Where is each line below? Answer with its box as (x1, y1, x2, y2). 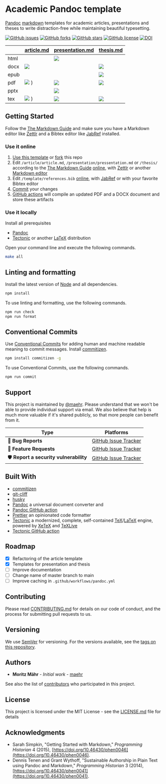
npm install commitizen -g (5, 356, 61, 361)
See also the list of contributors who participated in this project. (5, 681, 136, 687)
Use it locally (5, 209, 37, 215)
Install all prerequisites (5, 220, 51, 226)
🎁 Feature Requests (7, 445, 55, 452)
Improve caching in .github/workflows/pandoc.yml (12, 577, 115, 584)
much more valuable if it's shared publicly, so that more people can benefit (5, 412, 159, 418)
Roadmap (5, 542, 36, 551)
